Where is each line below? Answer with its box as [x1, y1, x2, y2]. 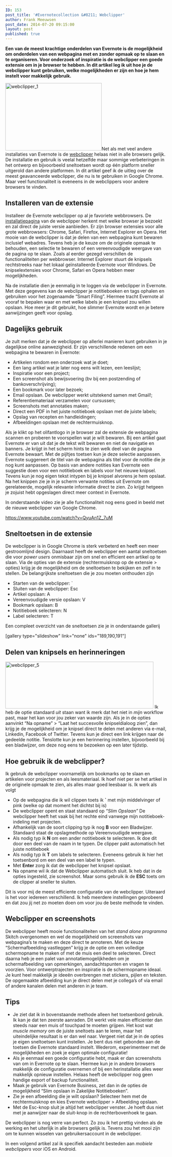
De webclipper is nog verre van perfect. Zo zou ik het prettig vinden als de [5, 1119, 163, 1126]
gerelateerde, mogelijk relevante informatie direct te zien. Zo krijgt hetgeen [5, 483, 164, 490]
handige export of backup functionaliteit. [12, 1077, 99, 1083]
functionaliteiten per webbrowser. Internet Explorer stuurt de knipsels [5, 256, 152, 262]
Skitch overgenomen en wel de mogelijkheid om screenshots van [5, 934, 143, 940]
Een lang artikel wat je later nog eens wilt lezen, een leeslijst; [12, 364, 141, 370]
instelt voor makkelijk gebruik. [5, 73, 72, 79]
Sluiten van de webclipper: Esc [12, 586, 79, 592]
